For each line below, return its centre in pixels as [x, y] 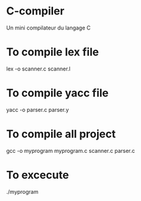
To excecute [38, 175]
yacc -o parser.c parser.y [38, 110]
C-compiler [35, 11]
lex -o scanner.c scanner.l [38, 69]
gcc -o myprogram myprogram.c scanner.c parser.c [71, 150]
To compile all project [61, 134]
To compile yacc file [58, 93]
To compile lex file [53, 52]
